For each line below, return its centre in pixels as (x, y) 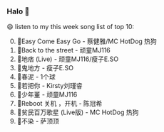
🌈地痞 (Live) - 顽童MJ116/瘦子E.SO (68, 59)
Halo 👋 (18, 11)
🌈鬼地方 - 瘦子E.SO (45, 68)
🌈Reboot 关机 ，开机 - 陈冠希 (60, 104)
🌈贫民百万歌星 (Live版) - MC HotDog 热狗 (78, 112)
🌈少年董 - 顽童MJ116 (47, 94)
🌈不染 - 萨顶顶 (38, 121)
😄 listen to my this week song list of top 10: (71, 27)
